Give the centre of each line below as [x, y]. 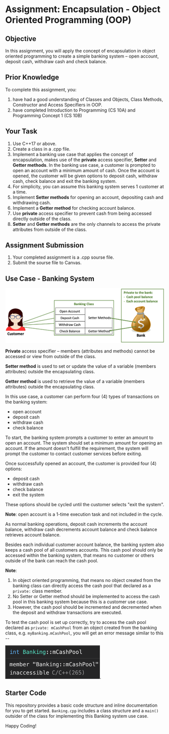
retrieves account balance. [33, 534]
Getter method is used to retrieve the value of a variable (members [75, 381]
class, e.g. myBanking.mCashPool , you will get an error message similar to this [84, 633]
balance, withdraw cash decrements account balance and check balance [81, 529]
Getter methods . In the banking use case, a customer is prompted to [84, 165]
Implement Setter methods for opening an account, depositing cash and [88, 197]
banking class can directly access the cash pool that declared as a [82, 585]
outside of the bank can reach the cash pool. [52, 560]
